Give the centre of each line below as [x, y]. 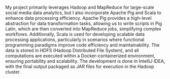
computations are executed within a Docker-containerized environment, [80, 56]
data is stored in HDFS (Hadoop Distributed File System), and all [72, 50]
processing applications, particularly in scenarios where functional [75, 39]
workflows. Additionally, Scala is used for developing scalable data [75, 34]
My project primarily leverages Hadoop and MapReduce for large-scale [80, 7]
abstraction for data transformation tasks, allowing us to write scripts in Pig [84, 23]
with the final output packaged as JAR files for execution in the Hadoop [80, 66]
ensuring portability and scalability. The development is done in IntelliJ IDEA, [85, 61]
